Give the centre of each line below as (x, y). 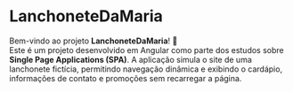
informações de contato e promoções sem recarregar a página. (126, 78)
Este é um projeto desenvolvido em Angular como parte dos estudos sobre (146, 50)
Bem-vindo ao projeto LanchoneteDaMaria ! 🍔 (94, 41)
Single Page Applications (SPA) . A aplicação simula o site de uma (130, 59)
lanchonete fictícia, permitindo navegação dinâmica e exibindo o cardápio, (146, 69)
